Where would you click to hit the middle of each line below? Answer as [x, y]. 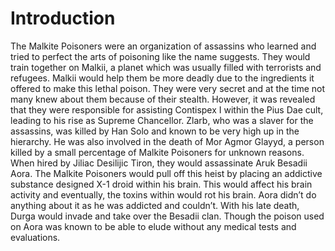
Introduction [63, 18]
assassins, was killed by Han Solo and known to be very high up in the [155, 131]
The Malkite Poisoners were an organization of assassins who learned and [163, 46]
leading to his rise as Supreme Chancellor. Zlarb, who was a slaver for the [162, 120]
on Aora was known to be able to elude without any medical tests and [153, 226]
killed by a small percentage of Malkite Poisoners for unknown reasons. [157, 152]
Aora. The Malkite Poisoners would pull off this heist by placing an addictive [166, 173]
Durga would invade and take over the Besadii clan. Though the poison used [167, 216]
